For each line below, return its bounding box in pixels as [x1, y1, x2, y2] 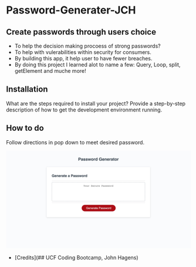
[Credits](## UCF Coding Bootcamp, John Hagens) [14, 254, 139, 261]
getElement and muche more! [14, 67, 86, 74]
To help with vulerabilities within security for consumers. [14, 49, 151, 56]
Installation [6, 85, 48, 94]
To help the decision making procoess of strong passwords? [14, 42, 161, 49]
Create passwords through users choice [6, 27, 157, 37]
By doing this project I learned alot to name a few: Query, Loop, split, [14, 61, 181, 68]
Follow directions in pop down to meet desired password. [6, 138, 145, 146]
